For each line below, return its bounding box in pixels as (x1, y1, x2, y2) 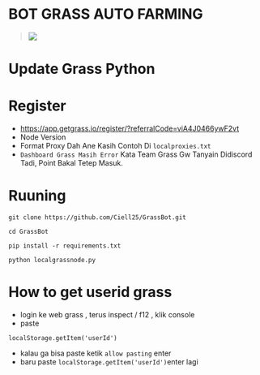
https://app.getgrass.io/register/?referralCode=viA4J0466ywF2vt (19, 123, 240, 134)
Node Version (19, 132, 66, 142)
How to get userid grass (8, 283, 173, 301)
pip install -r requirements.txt (8, 242, 121, 250)
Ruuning (8, 187, 66, 205)
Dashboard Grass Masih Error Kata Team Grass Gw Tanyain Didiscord (19, 149, 253, 159)
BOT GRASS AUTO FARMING (8, 5, 204, 24)
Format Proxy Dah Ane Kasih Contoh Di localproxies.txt (19, 141, 211, 151)
